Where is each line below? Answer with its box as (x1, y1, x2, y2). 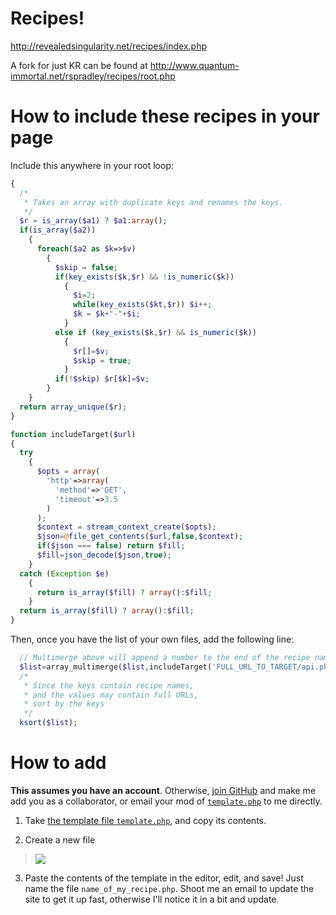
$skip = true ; (73, 355, 132, 366)
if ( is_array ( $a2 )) (19, 225, 97, 236)
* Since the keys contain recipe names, (23, 680, 195, 691)
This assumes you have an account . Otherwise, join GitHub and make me (10, 784, 317, 796)
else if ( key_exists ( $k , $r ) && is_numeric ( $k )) (54, 327, 257, 337)
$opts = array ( (36, 467, 101, 477)
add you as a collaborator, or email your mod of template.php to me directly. (10, 795, 323, 807)
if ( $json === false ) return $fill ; (36, 541, 186, 551)
